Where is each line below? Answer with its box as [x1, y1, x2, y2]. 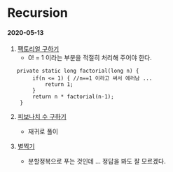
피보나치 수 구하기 [17, 113, 67, 121]
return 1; [44, 81, 74, 88]
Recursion [7, 5, 68, 21]
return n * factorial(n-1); [32, 93, 114, 101]
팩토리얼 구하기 [17, 45, 60, 53]
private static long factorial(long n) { [16, 68, 139, 75]
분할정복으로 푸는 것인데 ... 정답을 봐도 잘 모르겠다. [27, 157, 166, 166]
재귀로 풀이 [27, 127, 58, 136]
